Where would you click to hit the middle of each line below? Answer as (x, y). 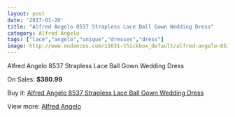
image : (17, 46)
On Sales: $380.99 (35, 79)
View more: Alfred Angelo (44, 106)
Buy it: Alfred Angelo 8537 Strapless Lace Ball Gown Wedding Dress (106, 93)
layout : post (26, 14)
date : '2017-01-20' (36, 20)
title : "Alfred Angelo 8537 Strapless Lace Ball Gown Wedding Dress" (111, 26)
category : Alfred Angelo (43, 33)
